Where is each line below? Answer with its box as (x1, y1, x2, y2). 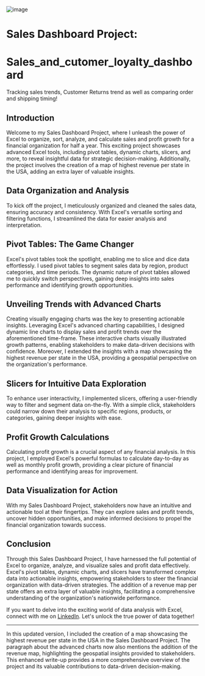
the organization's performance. (6, 361, 87, 368)
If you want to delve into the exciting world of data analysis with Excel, (6, 606, 183, 613)
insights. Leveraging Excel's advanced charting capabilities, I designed (6, 322, 185, 329)
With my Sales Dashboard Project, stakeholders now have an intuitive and (6, 502, 192, 509)
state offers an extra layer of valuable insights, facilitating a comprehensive (6, 587, 195, 595)
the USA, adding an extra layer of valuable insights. (6, 168, 135, 175)
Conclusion (6, 539, 51, 549)
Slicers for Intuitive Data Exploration (6, 378, 146, 388)
